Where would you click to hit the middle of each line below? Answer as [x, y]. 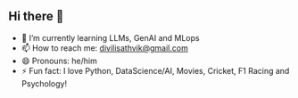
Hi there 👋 [36, 16]
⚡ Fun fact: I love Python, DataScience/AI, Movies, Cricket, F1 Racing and [155, 70]
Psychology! [44, 83]
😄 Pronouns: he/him [59, 61]
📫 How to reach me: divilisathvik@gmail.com [104, 48]
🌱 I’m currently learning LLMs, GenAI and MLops [110, 37]
